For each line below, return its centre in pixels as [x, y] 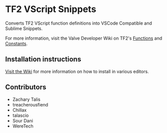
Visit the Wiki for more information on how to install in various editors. [77, 71]
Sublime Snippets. [24, 28]
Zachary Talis [26, 99]
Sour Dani [23, 120]
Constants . [16, 43]
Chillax [19, 110]
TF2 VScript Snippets [51, 9]
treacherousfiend [30, 104]
